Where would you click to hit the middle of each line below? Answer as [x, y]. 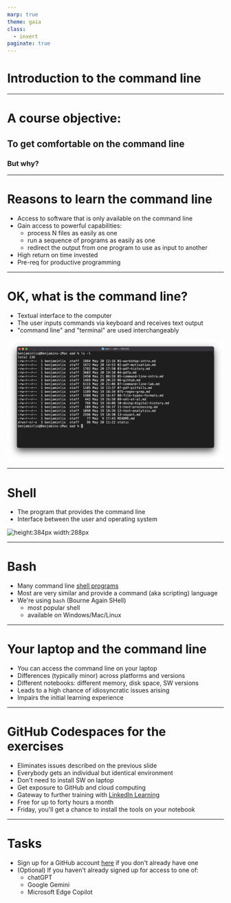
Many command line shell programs [68, 586]
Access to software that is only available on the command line [105, 218]
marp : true [23, 14]
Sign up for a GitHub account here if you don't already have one [108, 863]
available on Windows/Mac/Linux [74, 615]
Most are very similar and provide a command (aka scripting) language [117, 593]
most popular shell [54, 608]
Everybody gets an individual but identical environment [95, 773]
